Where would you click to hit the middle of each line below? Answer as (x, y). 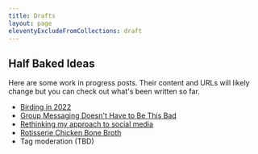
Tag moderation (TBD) (57, 141)
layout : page (30, 23)
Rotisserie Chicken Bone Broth (71, 133)
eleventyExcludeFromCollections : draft (75, 31)
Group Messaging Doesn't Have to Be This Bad (98, 116)
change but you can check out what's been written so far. (104, 92)
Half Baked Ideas (52, 63)
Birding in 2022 (46, 107)
